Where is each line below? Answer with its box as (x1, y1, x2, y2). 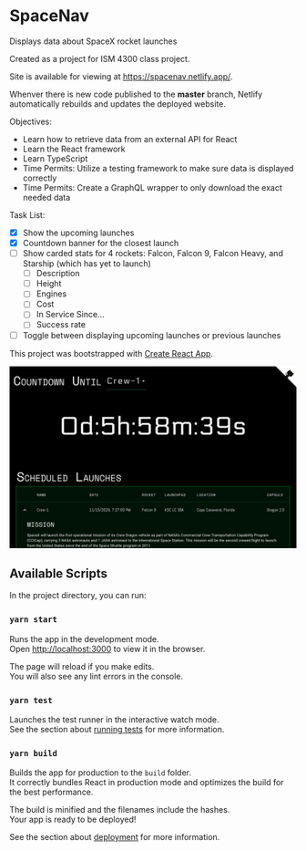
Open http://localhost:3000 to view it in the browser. (9, 643, 206, 654)
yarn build (9, 748, 57, 758)
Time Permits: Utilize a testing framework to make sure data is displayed (22, 162, 294, 173)
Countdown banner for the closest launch (22, 238, 179, 248)
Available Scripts (9, 566, 107, 581)
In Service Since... (36, 309, 105, 320)
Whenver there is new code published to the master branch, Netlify (9, 88, 263, 99)
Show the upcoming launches (22, 227, 135, 238)
